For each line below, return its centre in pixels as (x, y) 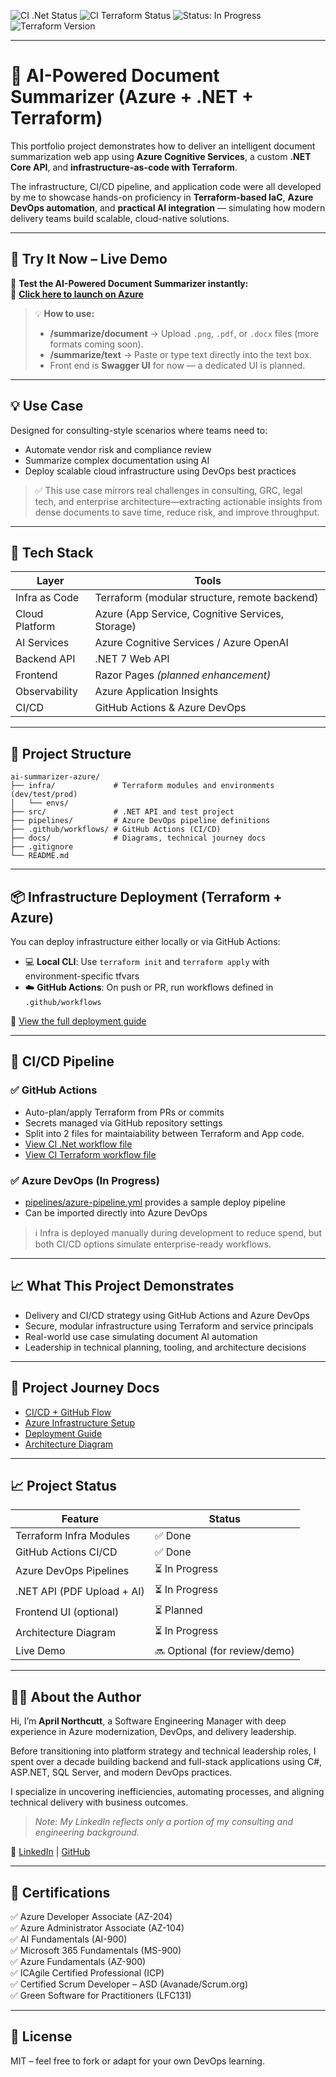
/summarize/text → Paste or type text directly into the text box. (180, 354)
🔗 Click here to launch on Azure (77, 294)
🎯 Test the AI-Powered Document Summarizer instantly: (129, 283)
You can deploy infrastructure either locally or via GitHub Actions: (145, 941)
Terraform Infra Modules (73, 1536)
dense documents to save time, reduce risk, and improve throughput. (177, 512)
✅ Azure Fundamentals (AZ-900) (78, 1962)
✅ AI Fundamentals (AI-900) (69, 1939)
